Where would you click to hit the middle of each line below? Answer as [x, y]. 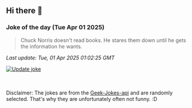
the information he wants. [51, 46]
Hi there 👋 [24, 11]
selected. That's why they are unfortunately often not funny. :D [82, 99]
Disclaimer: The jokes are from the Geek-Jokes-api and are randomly [89, 93]
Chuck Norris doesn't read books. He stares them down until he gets [103, 40]
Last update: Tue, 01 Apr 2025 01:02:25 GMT [61, 58]
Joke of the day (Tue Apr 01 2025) [55, 27]
